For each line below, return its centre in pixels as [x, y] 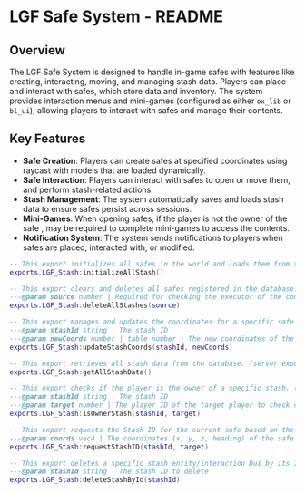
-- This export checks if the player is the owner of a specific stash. [150, 388]
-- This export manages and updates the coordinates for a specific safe [152, 322]
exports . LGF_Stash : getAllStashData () [81, 372]
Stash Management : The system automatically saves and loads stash [153, 199]
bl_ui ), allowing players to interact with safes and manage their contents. [146, 110]
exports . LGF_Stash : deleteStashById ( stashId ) [95, 480]
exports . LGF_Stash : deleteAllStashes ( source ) [95, 305]
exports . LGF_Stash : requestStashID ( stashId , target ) [109, 447]
